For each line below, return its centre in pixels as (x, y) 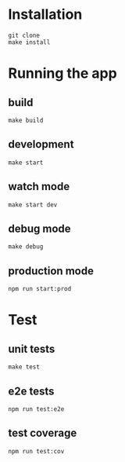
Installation (45, 15)
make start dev (33, 205)
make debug (26, 247)
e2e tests (31, 391)
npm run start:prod (40, 289)
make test (24, 367)
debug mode (40, 228)
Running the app (62, 73)
